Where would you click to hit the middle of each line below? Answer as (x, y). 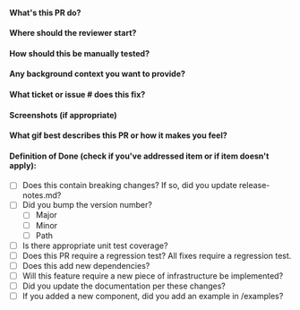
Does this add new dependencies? (86, 265)
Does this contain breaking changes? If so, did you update (129, 185)
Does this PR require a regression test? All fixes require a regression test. (157, 255)
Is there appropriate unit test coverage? (95, 245)
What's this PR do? (45, 13)
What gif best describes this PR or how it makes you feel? (119, 135)
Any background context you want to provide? (98, 74)
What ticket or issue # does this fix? (77, 94)
